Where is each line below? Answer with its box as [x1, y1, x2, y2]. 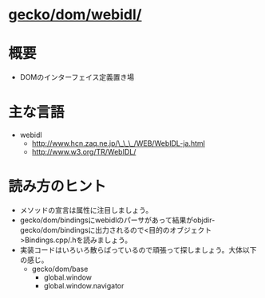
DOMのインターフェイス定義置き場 [19, 73, 134, 82]
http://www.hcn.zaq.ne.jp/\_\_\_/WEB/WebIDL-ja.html [31, 139, 206, 148]
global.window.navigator [43, 281, 125, 290]
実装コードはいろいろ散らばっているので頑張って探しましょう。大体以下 [19, 245, 257, 254]
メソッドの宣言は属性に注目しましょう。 [19, 206, 153, 214]
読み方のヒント [8, 178, 107, 196]
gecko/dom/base [31, 265, 89, 273]
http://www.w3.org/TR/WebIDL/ [31, 147, 136, 157]
